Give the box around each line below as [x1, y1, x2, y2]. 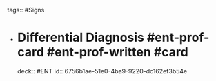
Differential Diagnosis [17, 30, 145, 45]
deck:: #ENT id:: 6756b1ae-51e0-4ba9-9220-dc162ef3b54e [17, 67, 188, 75]
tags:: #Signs [7, 6, 45, 14]
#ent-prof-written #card [46, 45, 188, 60]
